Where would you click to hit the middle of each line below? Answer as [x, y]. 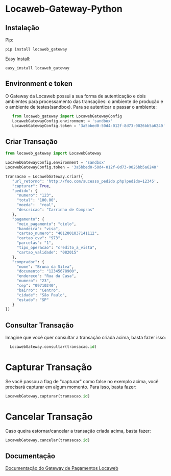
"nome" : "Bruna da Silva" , [45, 267]
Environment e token [39, 84]
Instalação [22, 28]
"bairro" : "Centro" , [38, 290]
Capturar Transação [49, 367]
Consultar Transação [40, 325]
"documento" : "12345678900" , [48, 271]
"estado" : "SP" [33, 300]
